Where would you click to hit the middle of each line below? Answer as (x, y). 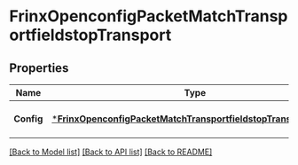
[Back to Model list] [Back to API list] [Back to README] (111, 152)
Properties (39, 68)
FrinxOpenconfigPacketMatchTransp (149, 16)
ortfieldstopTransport (90, 35)
